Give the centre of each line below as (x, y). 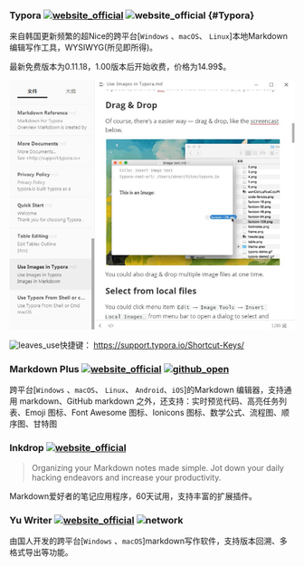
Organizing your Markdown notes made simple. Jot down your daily (158, 467)
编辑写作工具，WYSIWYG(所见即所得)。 (84, 48)
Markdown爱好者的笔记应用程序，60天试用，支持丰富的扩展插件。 (133, 496)
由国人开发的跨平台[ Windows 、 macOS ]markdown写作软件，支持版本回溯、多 (148, 541)
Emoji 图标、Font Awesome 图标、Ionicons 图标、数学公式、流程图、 (153, 413)
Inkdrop (27, 448)
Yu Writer (31, 520)
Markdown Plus (44, 369)
